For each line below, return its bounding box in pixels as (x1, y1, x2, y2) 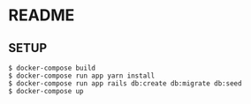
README (8, 5, 75, 26)
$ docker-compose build (8, 63, 96, 72)
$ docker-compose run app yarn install (8, 71, 156, 80)
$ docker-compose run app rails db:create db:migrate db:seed (8, 79, 242, 88)
